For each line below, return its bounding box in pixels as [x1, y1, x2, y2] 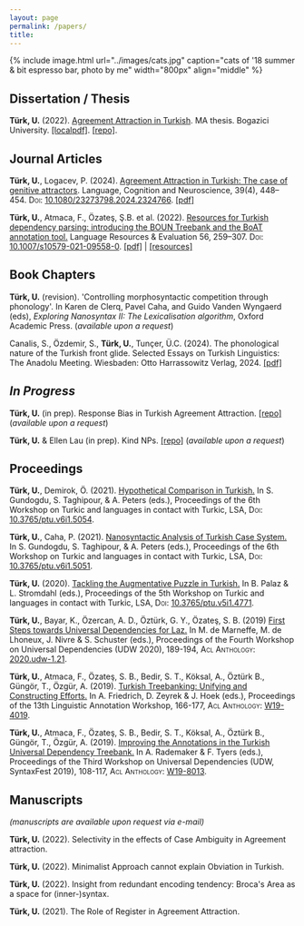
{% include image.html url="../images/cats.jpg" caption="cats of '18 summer [9, 55, 296, 66]
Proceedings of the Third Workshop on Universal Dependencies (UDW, [9, 756, 275, 767]
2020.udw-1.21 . [9, 654, 68, 665]
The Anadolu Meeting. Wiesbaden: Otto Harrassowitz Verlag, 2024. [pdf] [9, 357, 282, 368]
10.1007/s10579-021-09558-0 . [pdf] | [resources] [9, 241, 193, 251]
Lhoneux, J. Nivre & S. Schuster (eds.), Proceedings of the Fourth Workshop [9, 635, 295, 645]
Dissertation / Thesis [9, 91, 131, 106]
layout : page [9, 13, 59, 23]
